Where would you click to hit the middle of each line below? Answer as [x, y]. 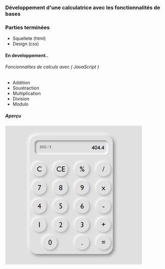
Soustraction [26, 88]
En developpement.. [27, 55]
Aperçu [13, 116]
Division [21, 99]
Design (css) [26, 44]
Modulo [20, 104]
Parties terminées [27, 27]
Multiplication [27, 94]
